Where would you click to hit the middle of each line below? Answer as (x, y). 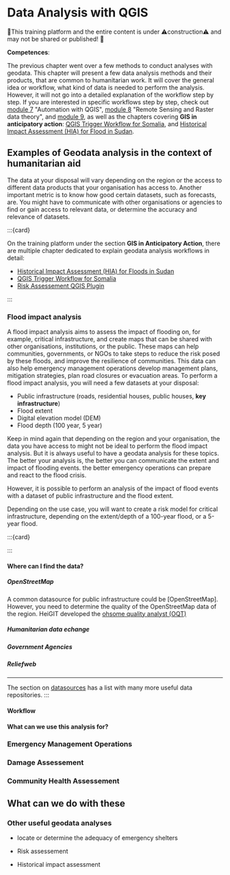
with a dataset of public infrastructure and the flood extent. (90, 496)
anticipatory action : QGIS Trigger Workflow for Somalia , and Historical (107, 124)
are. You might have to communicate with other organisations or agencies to (115, 202)
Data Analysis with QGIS (78, 13)
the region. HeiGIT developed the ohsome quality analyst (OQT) (97, 613)
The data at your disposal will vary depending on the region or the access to (115, 180)
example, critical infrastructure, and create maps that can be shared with (110, 339)
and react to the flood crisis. (47, 475)
